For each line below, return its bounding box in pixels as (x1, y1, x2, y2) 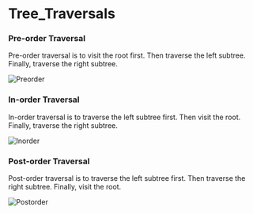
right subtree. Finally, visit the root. (8, 182, 122, 192)
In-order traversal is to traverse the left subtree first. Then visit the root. (8, 112, 241, 122)
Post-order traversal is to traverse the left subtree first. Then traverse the (8, 174, 246, 183)
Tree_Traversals (8, 5, 116, 23)
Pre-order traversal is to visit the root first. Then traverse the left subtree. (8, 51, 246, 60)
